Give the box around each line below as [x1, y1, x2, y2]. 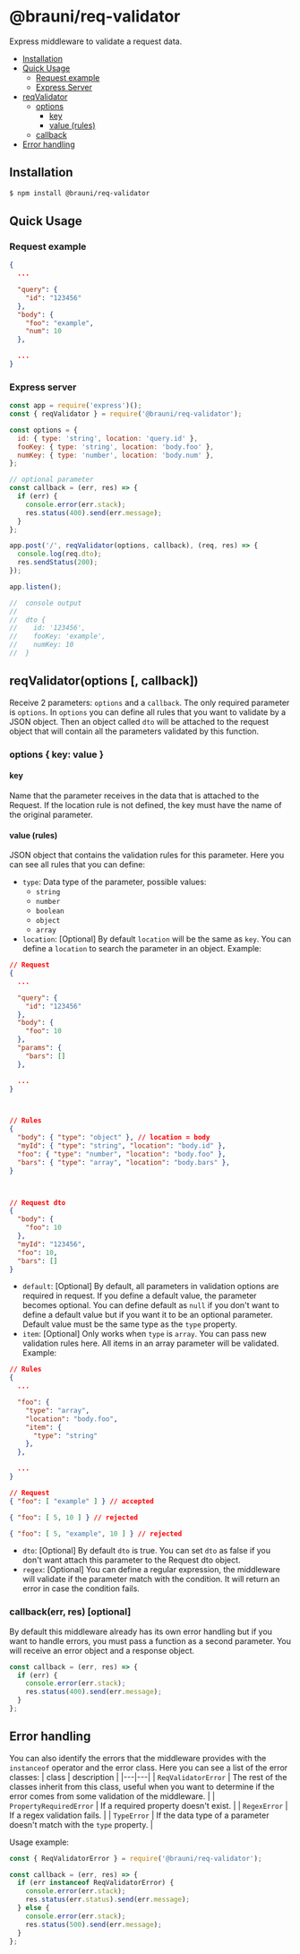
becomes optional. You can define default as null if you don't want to [21, 1300, 279, 1311]
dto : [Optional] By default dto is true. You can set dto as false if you [21, 1545, 271, 1556]
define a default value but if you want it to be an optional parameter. [21, 1310, 273, 1321]
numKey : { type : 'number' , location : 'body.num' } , [17, 451, 215, 460]
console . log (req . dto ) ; [17, 549, 102, 559]
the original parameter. [9, 809, 93, 820]
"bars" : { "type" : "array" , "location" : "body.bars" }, [17, 1158, 230, 1166]
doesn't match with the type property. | [9, 1819, 154, 1829]
